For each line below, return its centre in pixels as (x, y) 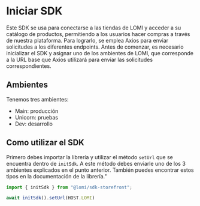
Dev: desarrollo (34, 124)
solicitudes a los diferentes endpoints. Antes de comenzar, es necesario (95, 47)
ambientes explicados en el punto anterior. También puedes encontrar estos (100, 170)
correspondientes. (29, 66)
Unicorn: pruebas (37, 117)
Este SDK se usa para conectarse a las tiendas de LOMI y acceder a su (94, 28)
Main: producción (37, 111)
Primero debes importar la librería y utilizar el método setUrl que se (90, 157)
